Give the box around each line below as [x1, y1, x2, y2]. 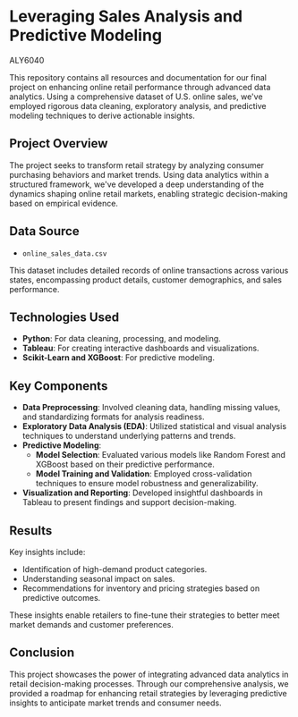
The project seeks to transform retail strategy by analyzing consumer [9, 159, 265, 171]
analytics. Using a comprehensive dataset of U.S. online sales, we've [9, 91, 263, 102]
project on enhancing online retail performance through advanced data [9, 81, 271, 92]
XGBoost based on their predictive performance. [35, 459, 215, 470]
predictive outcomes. [21, 593, 101, 603]
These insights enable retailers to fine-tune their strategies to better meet [9, 610, 280, 620]
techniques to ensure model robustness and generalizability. [35, 478, 259, 489]
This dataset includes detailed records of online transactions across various [9, 265, 289, 275]
